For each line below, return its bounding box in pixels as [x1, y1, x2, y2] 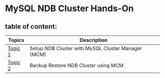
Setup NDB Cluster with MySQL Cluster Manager [29, 45, 142, 52]
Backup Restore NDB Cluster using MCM [29, 62, 124, 69]
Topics [8, 37, 25, 43]
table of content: [5, 22, 57, 31]
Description [79, 37, 108, 43]
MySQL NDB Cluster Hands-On [5, 3, 134, 14]
